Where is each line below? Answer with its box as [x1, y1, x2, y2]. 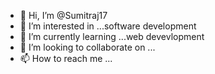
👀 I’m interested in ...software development [19, 20, 197, 32]
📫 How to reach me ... [19, 53, 113, 64]
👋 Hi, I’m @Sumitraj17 [19, 10, 108, 21]
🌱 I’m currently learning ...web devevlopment [19, 31, 205, 42]
